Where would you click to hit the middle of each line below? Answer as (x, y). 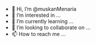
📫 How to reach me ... (38, 34)
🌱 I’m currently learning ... (42, 21)
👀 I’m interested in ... (36, 15)
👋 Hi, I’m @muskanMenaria (44, 9)
